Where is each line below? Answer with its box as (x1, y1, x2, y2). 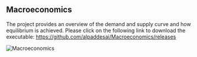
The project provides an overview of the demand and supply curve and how (6, 20, 191, 27)
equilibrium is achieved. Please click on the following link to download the (6, 27, 186, 34)
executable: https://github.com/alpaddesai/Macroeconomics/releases (6, 33, 176, 40)
